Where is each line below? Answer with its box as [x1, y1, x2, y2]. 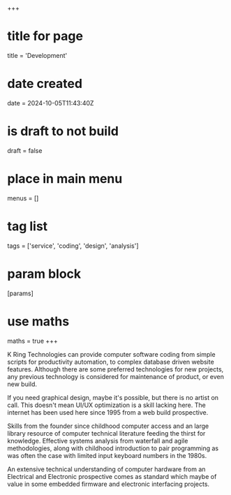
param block [7, 266, 82, 281]
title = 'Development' [7, 51, 68, 59]
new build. [7, 380, 37, 388]
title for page [7, 29, 84, 44]
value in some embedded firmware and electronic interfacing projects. [7, 480, 210, 488]
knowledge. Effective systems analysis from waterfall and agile [7, 436, 188, 445]
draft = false [7, 146, 43, 154]
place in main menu [7, 171, 123, 186]
